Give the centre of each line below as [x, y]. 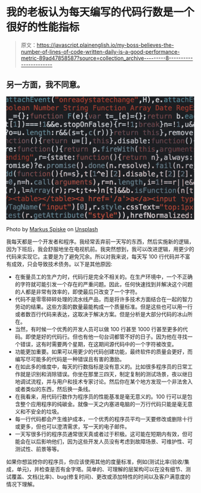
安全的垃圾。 [47, 412]
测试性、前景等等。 [38, 449]
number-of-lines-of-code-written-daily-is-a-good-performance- [100, 52]
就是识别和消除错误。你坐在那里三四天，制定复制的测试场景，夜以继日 [106, 374]
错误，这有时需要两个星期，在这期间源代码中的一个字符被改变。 [98, 344]
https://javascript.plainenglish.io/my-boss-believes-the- [105, 45]
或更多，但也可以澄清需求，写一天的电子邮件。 [72, 427]
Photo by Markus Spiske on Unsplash [52, 229]
